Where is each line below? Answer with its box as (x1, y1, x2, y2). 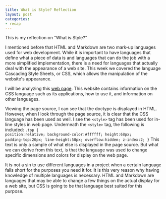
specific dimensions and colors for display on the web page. (5, 152, 128, 158)
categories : (5, 16, 30, 21)
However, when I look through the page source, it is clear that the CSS (5, 111, 149, 117)
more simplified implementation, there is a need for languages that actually (5, 60, 158, 66)
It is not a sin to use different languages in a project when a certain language (5, 162, 162, 168)
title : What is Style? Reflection (5, 7, 77, 12)
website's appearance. (5, 76, 52, 82)
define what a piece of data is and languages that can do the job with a (5, 55, 150, 61)
